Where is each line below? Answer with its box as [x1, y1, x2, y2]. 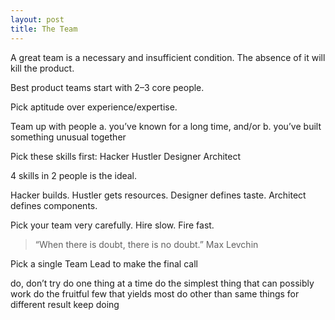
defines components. [10, 199, 98, 211]
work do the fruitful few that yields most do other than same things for [10, 287, 300, 300]
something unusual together [10, 131, 127, 143]
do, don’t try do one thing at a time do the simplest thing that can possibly [10, 277, 315, 289]
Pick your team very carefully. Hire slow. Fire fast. [10, 219, 215, 231]
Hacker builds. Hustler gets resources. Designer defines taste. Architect [10, 189, 307, 201]
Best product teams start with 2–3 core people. [10, 81, 205, 93]
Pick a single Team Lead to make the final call [10, 257, 198, 270]
